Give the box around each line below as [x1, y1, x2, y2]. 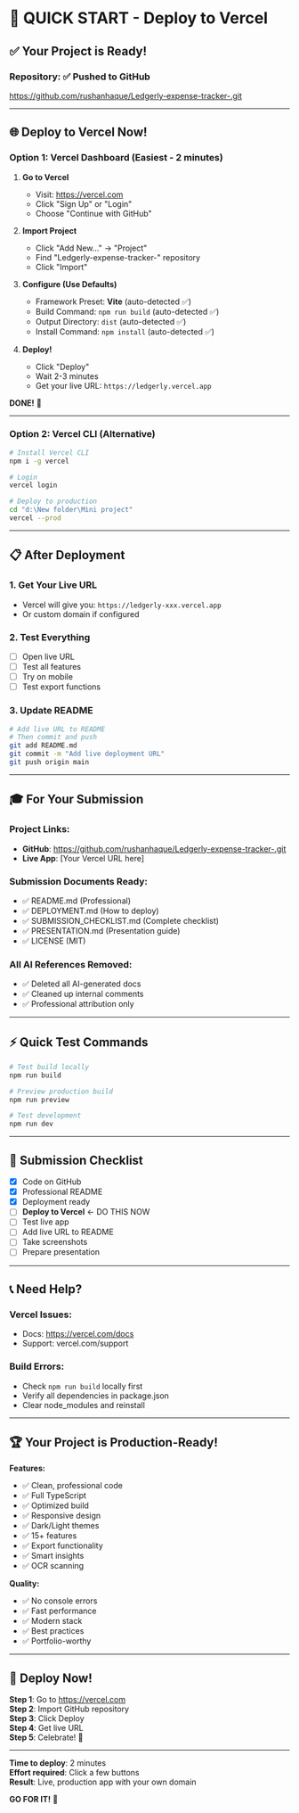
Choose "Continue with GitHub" [35, 208, 153, 218]
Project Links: [9, 823, 70, 836]
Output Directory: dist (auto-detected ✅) [35, 316, 187, 326]
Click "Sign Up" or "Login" [35, 198, 133, 209]
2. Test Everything [9, 630, 91, 643]
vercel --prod [9, 514, 62, 523]
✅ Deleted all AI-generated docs [21, 978, 141, 989]
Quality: [9, 1578, 40, 1589]
